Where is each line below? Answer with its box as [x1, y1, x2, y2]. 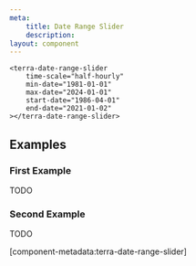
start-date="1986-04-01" [26, 96, 120, 105]
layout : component [9, 38, 79, 48]
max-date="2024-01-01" [26, 88, 112, 97]
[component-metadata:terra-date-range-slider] [9, 246, 187, 257]
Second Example [9, 207, 86, 220]
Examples [9, 136, 67, 152]
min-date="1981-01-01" [26, 80, 112, 90]
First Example [9, 164, 72, 176]
